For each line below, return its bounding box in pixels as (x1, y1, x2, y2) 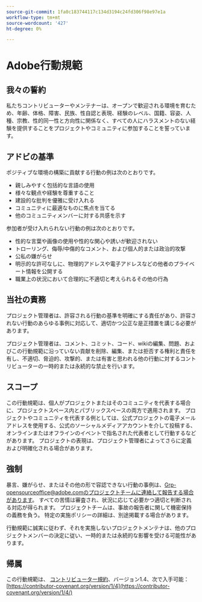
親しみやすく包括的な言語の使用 (14, 182, 95, 189)
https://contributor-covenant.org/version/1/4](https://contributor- (8, 583, 170, 590)
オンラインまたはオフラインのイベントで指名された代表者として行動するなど (6, 429, 197, 436)
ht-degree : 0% (6, 25, 42, 32)
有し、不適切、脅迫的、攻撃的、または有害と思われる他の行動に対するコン (6, 355, 191, 362)
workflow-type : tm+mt (6, 15, 61, 21)
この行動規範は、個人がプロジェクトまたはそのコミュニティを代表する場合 (6, 399, 191, 406)
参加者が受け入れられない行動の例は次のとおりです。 (6, 225, 138, 232)
